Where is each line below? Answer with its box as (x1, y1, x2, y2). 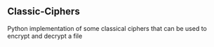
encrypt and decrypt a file (7, 32, 83, 40)
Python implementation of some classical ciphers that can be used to (7, 24, 207, 32)
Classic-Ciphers (7, 6, 81, 18)
